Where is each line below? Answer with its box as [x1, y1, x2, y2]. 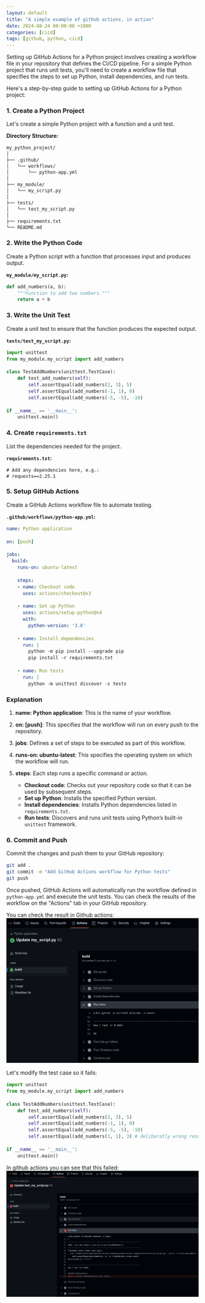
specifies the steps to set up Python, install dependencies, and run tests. [6, 73, 189, 80]
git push [6, 875, 29, 882]
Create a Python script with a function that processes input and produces [6, 252, 191, 260]
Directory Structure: [6, 132, 59, 140]
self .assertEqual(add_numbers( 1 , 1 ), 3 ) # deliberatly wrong [28, 1133, 187, 1139]
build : [12, 558, 29, 564]
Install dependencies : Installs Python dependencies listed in [24, 801, 177, 809]
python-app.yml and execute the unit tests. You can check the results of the [6, 893, 196, 900]
